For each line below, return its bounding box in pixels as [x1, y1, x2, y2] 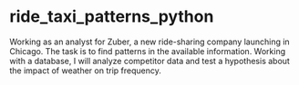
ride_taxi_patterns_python [9, 6, 214, 27]
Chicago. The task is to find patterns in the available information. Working [9, 45, 285, 56]
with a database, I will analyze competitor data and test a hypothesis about [9, 55, 290, 66]
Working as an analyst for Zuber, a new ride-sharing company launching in [9, 36, 290, 47]
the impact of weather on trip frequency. [9, 65, 161, 76]
